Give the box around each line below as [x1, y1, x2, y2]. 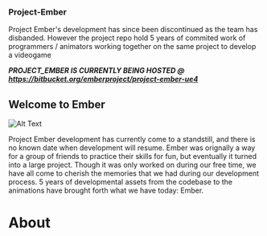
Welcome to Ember [8, 97, 106, 111]
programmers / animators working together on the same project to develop [8, 42, 257, 51]
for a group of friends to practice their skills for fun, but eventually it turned [8, 152, 257, 161]
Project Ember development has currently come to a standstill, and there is [8, 135, 256, 144]
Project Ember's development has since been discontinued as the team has [8, 25, 258, 35]
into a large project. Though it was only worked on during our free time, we [8, 160, 257, 170]
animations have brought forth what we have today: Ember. [8, 185, 204, 195]
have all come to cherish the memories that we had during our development [8, 169, 260, 178]
